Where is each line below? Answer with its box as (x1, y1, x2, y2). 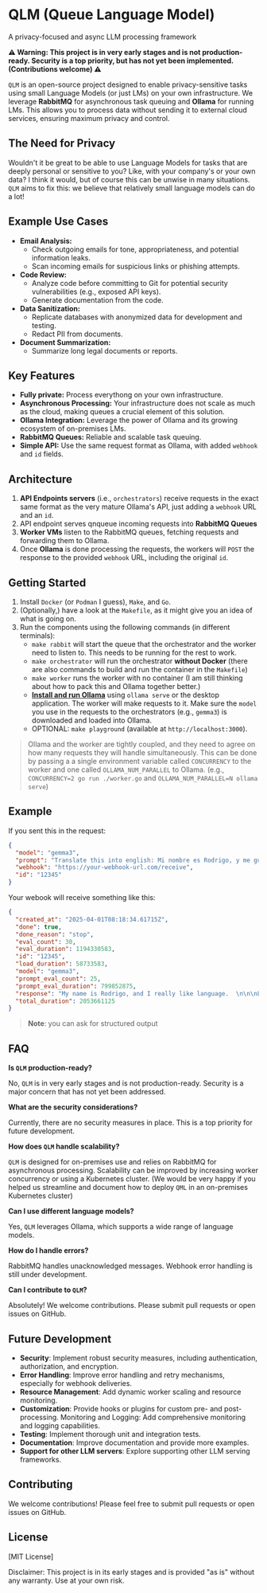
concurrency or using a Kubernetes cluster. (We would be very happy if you (8, 1174, 256, 1184)
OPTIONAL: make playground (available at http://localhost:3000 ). (31, 724, 248, 734)
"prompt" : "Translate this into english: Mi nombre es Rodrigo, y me (15, 856, 250, 864)
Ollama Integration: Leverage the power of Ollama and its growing (19, 416, 238, 425)
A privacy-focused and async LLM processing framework (8, 32, 197, 41)
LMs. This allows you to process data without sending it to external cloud (8, 105, 248, 115)
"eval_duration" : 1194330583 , (15, 945, 115, 953)
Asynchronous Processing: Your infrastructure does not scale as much (19, 398, 256, 408)
